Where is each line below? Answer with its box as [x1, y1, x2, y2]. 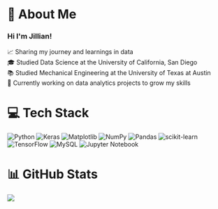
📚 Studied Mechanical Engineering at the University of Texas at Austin [7, 69, 211, 77]
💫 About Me [7, 6, 77, 22]
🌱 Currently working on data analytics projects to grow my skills [7, 79, 191, 87]
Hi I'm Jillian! [7, 32, 52, 41]
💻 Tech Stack [7, 104, 89, 121]
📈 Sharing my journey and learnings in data [7, 48, 134, 56]
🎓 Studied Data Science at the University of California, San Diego [7, 58, 198, 67]
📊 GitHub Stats [7, 166, 99, 182]
